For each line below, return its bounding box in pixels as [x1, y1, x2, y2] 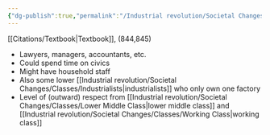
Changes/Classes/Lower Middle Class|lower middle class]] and [19, 100, 230, 110]
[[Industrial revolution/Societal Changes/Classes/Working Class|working [19, 109, 260, 119]
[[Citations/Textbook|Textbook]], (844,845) [7, 34, 152, 43]
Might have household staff [19, 66, 110, 76]
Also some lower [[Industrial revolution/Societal [19, 75, 177, 84]
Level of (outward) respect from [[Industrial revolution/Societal [19, 92, 227, 101]
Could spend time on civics [19, 58, 110, 67]
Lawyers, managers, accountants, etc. [19, 49, 147, 59]
